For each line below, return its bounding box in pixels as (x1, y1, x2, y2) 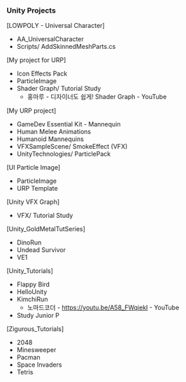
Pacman (16, 353, 41, 362)
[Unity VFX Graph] (6, 198, 60, 206)
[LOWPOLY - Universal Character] (6, 22, 106, 30)
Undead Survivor (16, 246, 66, 254)
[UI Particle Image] (6, 163, 61, 172)
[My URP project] (6, 107, 57, 115)
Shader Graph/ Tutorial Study (16, 85, 101, 93)
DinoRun (16, 238, 42, 247)
